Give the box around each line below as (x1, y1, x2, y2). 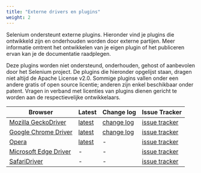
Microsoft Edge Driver (9, 147, 71, 156)
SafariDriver (9, 157, 43, 165)
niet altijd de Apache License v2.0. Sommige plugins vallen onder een (6, 74, 179, 82)
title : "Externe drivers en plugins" (6, 8, 101, 15)
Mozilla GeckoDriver (9, 118, 67, 126)
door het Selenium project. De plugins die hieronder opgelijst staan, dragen (6, 68, 192, 75)
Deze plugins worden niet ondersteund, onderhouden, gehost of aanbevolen (6, 61, 196, 69)
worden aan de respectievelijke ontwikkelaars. (6, 94, 121, 101)
